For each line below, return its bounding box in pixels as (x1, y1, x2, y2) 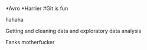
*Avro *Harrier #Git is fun (5, 5, 68, 12)
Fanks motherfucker (5, 39, 55, 45)
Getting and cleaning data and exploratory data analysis (5, 27, 142, 34)
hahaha (5, 16, 24, 23)
